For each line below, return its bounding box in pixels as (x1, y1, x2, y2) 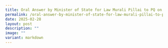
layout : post (5, 21, 32, 26)
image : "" (5, 30, 26, 35)
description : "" (5, 26, 39, 31)
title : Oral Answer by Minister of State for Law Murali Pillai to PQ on (5, 7, 162, 12)
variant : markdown (5, 35, 43, 40)
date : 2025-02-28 (5, 16, 41, 21)
